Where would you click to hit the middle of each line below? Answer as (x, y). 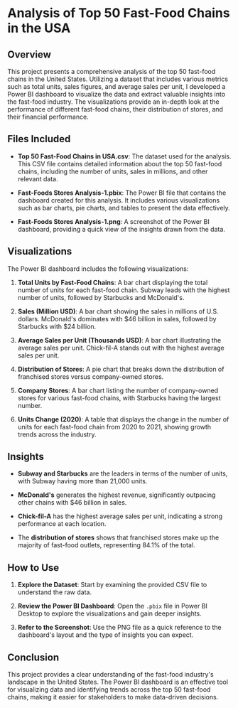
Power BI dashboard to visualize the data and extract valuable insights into (117, 94)
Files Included (39, 139)
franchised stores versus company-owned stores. (91, 376)
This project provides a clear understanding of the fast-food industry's (111, 675)
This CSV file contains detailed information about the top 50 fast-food (120, 163)
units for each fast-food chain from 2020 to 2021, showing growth (114, 427)
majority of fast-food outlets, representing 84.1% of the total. (106, 545)
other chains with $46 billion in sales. (72, 503)
